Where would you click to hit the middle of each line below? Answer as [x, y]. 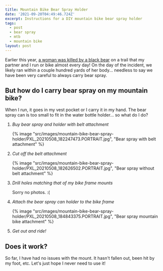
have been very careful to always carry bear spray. [56, 75]
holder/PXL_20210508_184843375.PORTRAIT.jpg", [63, 216]
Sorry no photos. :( [31, 193]
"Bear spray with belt [135, 139]
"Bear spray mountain [136, 216]
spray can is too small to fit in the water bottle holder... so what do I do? [77, 115]
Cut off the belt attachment [39, 154]
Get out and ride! [29, 231]
